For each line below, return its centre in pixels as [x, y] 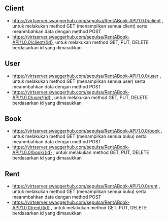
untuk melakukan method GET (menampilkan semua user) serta [79, 81]
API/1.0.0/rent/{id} [31, 208]
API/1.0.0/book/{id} [32, 152]
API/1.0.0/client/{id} [32, 42]
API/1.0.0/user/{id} [31, 97]
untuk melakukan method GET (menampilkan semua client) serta [80, 26]
